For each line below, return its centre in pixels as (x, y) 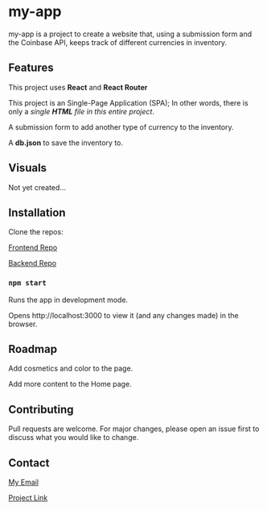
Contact (29, 463)
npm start (27, 283)
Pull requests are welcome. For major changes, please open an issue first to (134, 429)
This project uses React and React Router (78, 87)
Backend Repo (33, 263)
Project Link (28, 498)
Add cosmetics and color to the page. (71, 368)
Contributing (41, 409)
